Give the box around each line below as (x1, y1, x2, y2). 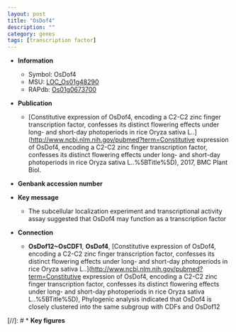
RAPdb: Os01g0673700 (28, 85, 97, 94)
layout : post (7, 10, 46, 18)
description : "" (7, 23, 55, 31)
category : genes (7, 30, 55, 38)
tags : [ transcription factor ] (7, 37, 97, 44)
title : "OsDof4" (7, 17, 55, 24)
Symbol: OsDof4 (28, 70, 77, 79)
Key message (17, 193, 59, 202)
